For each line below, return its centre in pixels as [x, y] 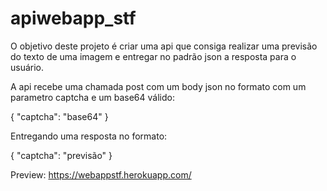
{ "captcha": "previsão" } [61, 155]
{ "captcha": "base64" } [59, 116]
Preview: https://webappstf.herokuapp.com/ [101, 174]
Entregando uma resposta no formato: [89, 136]
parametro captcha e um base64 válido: [92, 97]
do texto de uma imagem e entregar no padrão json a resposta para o [153, 56]
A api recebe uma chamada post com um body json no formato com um [158, 86]
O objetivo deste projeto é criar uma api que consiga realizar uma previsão [164, 46]
